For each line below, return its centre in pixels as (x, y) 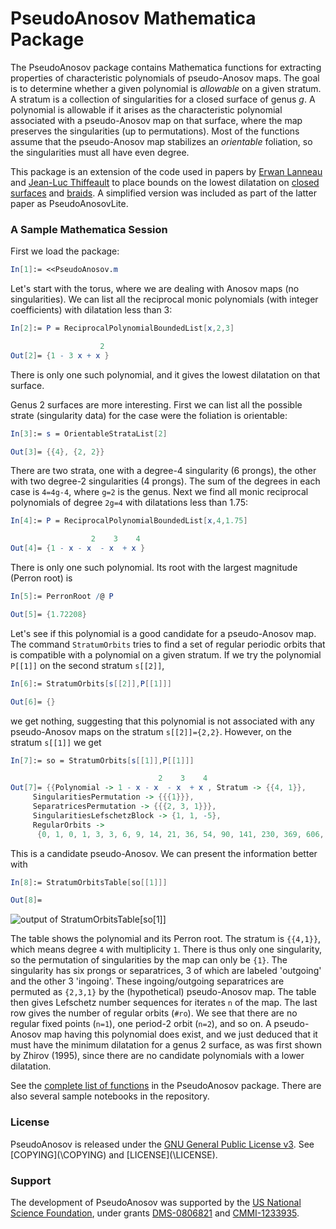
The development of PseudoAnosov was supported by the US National (156, 1202)
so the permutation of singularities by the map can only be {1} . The (149, 960)
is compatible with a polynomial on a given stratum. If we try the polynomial (166, 654)
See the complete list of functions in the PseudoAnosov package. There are (166, 1086)
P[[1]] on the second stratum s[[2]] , (87, 665)
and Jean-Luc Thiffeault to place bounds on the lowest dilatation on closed (165, 182)
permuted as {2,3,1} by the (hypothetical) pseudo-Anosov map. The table (163, 992)
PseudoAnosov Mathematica (133, 18)
